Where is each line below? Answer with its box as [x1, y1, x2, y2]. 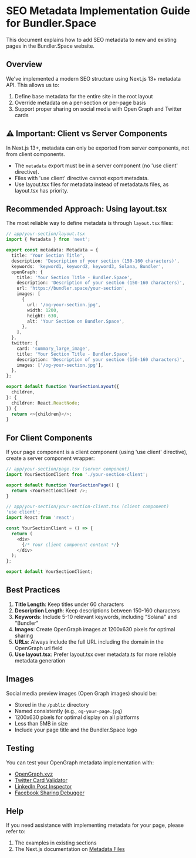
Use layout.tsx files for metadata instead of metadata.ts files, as [14, 181, 169, 188]
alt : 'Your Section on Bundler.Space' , [27, 318, 125, 324]
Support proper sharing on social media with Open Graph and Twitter [14, 105, 182, 112]
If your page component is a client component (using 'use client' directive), [6, 449, 188, 456]
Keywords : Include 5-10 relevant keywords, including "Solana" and [14, 613, 177, 620]
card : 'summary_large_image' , [16, 346, 91, 352]
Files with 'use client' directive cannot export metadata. [14, 174, 149, 181]
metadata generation [14, 657, 66, 664]
